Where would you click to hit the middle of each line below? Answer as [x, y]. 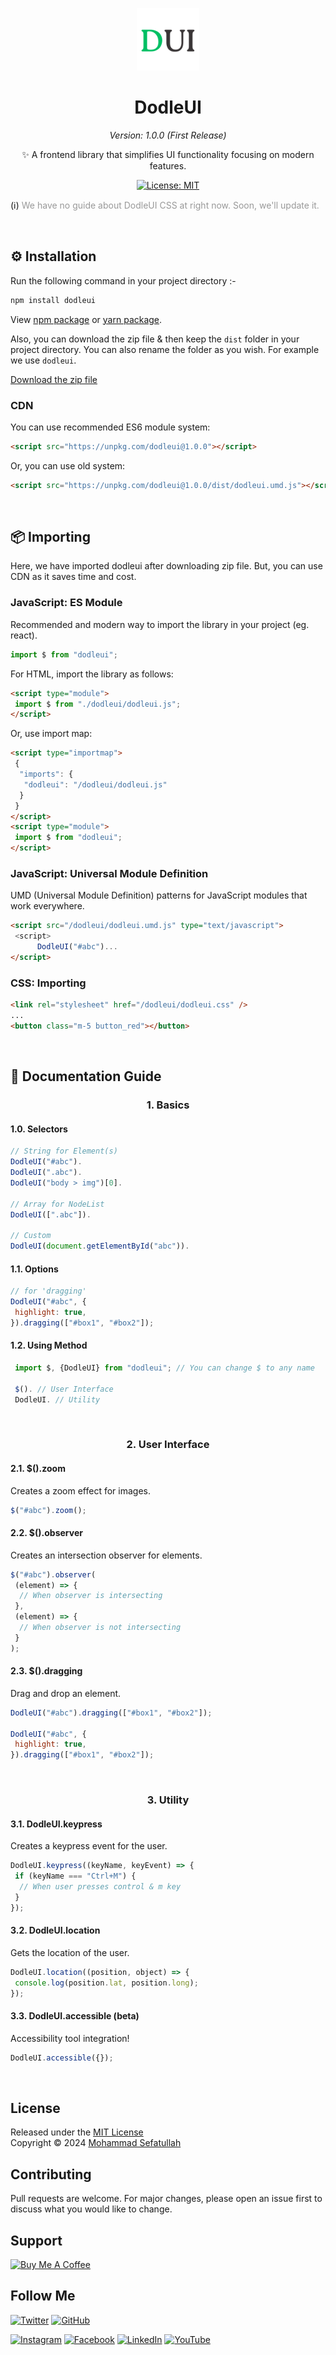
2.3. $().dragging [46, 1671]
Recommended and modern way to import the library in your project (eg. [160, 624]
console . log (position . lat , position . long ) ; [106, 1983]
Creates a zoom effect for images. [80, 1490]
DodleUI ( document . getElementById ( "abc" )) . [100, 1246]
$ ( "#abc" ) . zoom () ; [48, 1510]
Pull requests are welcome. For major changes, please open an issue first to [166, 2199]
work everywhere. [47, 906]
